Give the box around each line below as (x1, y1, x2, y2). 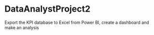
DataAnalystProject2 (4, 3, 91, 15)
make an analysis (4, 24, 39, 30)
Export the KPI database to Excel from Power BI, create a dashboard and (4, 19, 150, 25)
